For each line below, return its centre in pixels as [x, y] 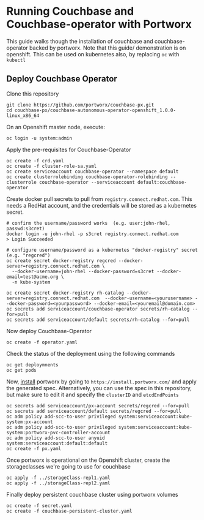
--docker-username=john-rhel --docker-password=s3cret [83, 271]
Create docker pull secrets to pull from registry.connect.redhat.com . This [99, 199]
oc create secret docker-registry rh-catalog [65, 293]
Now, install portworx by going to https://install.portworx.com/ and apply [101, 382]
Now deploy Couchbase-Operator [49, 331]
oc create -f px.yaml [34, 448]
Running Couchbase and [70, 11]
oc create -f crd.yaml [35, 160]
